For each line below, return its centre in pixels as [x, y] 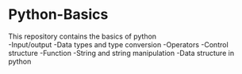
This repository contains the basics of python [83, 36]
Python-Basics [58, 15]
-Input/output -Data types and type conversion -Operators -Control [118, 44]
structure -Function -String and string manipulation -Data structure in [121, 53]
